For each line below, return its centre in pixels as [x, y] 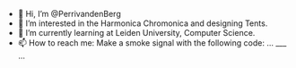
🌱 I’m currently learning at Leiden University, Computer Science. [136, 33]
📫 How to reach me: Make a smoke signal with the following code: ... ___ [152, 43]
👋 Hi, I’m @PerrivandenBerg [69, 14]
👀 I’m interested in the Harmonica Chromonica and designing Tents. [143, 23]
